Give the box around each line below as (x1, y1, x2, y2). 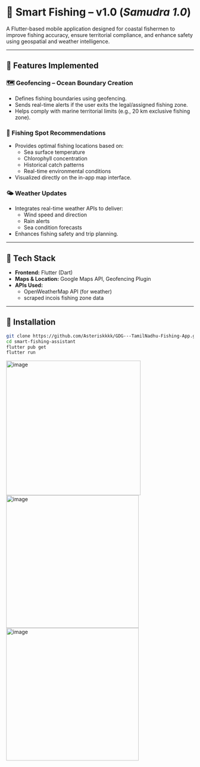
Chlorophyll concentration (23, 154, 88, 162)
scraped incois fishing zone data (23, 295, 104, 302)
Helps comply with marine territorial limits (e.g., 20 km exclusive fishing (14, 107, 190, 115)
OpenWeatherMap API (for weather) (23, 288, 112, 295)
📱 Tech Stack (6, 253, 56, 263)
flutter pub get (6, 344, 46, 350)
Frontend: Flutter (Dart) (14, 269, 73, 276)
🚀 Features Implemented (6, 61, 99, 71)
